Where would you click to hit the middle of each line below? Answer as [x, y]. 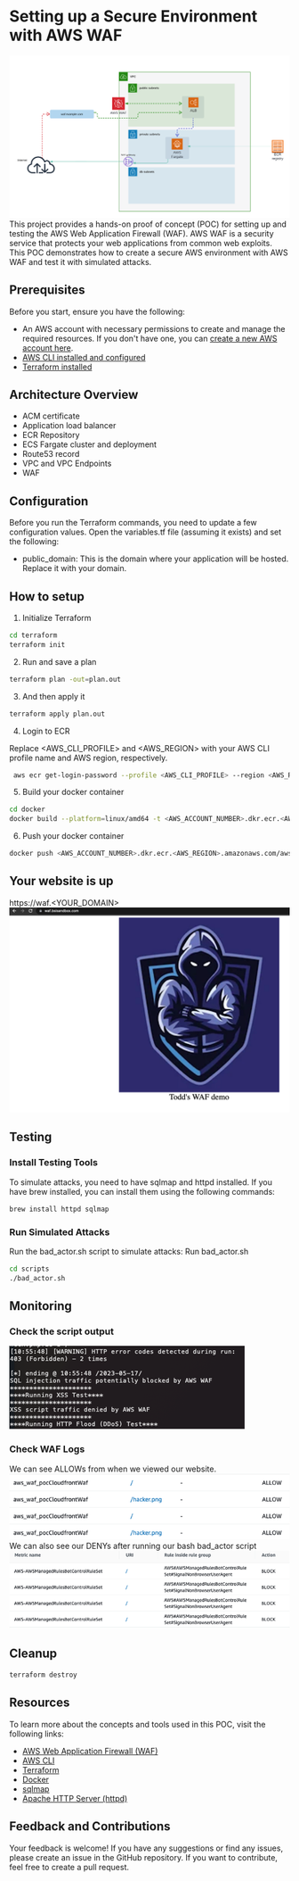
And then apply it [53, 696]
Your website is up [61, 881]
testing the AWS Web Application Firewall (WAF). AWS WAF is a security [141, 233]
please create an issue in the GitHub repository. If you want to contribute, [144, 1857]
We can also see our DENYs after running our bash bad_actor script [133, 1546]
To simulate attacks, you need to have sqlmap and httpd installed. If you [141, 1182]
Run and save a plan [59, 661]
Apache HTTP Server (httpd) [75, 1798]
